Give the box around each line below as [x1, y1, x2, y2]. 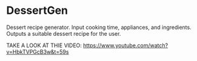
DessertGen [6, 4, 68, 18]
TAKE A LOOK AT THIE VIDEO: [6, 42, 82, 49]
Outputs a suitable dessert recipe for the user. [6, 30, 121, 37]
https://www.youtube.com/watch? [82, 42, 169, 49]
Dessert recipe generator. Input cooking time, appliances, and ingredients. [6, 24, 192, 31]
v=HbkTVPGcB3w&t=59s [6, 48, 69, 55]
